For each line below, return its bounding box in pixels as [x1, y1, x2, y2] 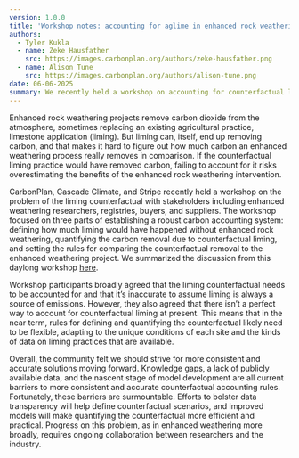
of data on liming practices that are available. [9, 336, 174, 347]
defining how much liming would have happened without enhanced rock [9, 224, 274, 234]
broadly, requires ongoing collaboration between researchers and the [9, 429, 264, 439]
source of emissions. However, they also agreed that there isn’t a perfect [9, 298, 276, 308]
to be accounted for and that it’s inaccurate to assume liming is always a [9, 289, 274, 299]
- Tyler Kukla [17, 37, 69, 47]
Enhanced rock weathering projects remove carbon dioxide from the [9, 112, 260, 123]
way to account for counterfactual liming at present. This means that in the [9, 307, 283, 318]
